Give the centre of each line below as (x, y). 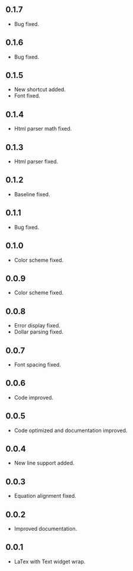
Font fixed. (27, 96)
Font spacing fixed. (38, 364)
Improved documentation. (46, 529)
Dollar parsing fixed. (39, 332)
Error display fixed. (37, 326)
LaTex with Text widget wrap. (50, 562)
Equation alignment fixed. (45, 496)
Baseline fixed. (32, 194)
